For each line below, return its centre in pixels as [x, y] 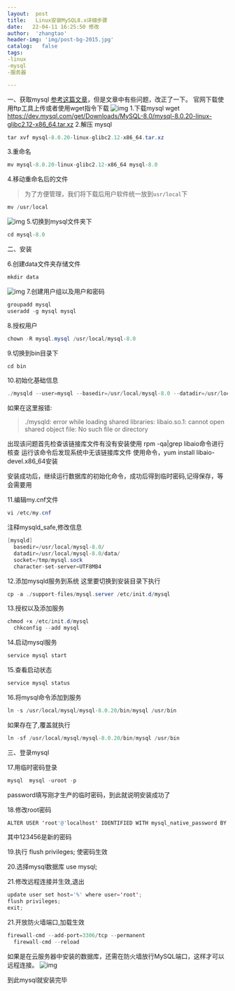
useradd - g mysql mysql [42, 311]
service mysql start [37, 656]
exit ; [15, 908]
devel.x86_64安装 [33, 461]
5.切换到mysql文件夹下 [59, 222]
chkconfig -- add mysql [47, 628]
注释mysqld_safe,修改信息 [45, 527]
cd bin [17, 366]
